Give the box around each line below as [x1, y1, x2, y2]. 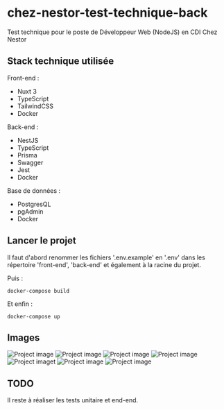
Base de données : [7, 186, 61, 195]
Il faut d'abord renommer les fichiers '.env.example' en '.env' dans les [7, 253, 206, 262]
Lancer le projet [7, 234, 76, 247]
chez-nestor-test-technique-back [7, 5, 208, 21]
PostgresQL [17, 200, 51, 208]
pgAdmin [17, 207, 44, 216]
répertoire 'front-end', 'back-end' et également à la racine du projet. [7, 260, 201, 268]
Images [7, 332, 40, 343]
